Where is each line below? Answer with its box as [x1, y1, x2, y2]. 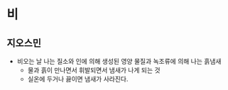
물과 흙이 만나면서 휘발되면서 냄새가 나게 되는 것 [27, 66, 161, 74]
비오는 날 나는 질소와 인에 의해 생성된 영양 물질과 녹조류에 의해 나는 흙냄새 [16, 57, 222, 65]
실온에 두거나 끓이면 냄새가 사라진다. [27, 75, 129, 83]
